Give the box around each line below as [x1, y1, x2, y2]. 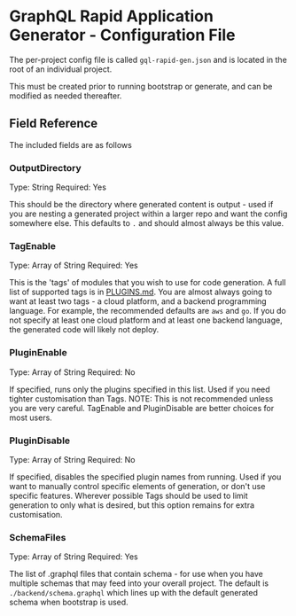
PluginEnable [9, 347, 68, 359]
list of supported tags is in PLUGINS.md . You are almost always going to [9, 286, 273, 298]
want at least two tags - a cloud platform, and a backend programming [9, 296, 268, 307]
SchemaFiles [9, 531, 66, 543]
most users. [9, 412, 53, 423]
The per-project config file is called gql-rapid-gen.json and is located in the [9, 54, 288, 65]
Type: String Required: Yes [9, 182, 106, 192]
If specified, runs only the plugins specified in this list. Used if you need [9, 384, 270, 394]
